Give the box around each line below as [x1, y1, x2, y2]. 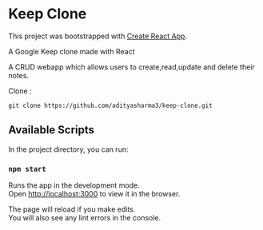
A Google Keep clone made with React [8, 46, 135, 56]
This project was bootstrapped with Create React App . [8, 31, 188, 41]
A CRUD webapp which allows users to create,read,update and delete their [8, 61, 256, 72]
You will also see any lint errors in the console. [8, 213, 161, 223]
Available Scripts [8, 123, 94, 137]
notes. [8, 70, 30, 80]
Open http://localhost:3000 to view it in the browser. [8, 189, 181, 199]
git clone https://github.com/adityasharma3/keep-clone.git [8, 101, 213, 109]
